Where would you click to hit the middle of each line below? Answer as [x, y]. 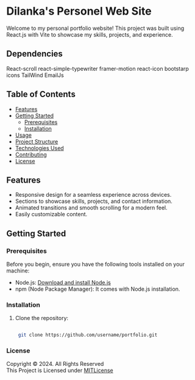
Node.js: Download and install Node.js [63, 283]
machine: [18, 271]
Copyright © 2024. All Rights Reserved [55, 364]
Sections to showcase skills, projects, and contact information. [94, 201]
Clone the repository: [42, 318]
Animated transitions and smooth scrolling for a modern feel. [91, 208]
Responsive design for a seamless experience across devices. [93, 195]
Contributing [31, 155]
